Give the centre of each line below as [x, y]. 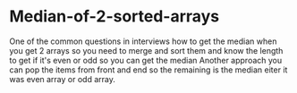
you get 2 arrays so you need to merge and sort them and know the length [146, 50]
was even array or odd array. [63, 79]
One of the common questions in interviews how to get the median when [143, 41]
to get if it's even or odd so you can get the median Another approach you [146, 60]
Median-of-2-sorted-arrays [115, 17]
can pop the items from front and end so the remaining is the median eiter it [148, 70]
